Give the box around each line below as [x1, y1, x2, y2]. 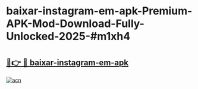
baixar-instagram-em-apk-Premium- [6, 4, 193, 18]
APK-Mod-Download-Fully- [6, 17, 144, 30]
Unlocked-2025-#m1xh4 [6, 30, 131, 43]
